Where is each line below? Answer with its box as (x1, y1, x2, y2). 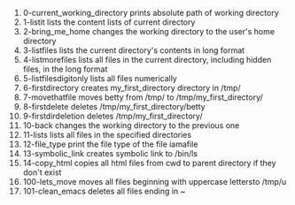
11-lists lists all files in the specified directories (22, 130, 192, 140)
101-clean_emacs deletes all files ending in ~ (22, 186, 186, 196)
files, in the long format (22, 64, 108, 74)
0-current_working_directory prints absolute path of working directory (22, 8, 280, 18)
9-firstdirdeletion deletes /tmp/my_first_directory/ (22, 110, 203, 121)
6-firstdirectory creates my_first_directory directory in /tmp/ (22, 83, 242, 93)
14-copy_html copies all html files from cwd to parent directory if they (22, 158, 277, 168)
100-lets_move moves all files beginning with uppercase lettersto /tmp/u (22, 177, 287, 186)
